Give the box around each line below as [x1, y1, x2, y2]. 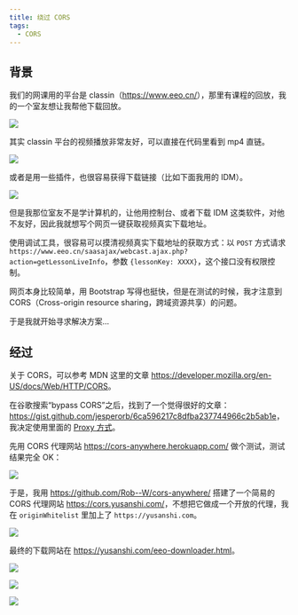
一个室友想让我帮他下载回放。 [16, 101, 126, 112]
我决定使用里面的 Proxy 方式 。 [9, 422, 121, 432]
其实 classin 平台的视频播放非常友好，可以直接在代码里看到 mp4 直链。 [9, 137, 271, 147]
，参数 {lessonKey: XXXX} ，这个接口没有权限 [104, 256, 268, 267]
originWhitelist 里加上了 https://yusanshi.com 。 [19, 509, 202, 520]
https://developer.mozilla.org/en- [150, 370, 272, 380]
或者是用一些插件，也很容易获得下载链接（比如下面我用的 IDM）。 [9, 172, 248, 183]
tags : [9, 21, 29, 30]
